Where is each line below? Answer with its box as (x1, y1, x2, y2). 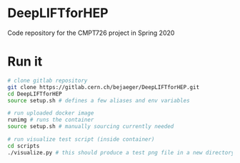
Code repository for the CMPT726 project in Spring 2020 (7, 28, 175, 37)
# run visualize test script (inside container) (7, 136, 155, 143)
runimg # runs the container (7, 116, 94, 124)
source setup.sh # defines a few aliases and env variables (7, 97, 191, 104)
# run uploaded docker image (7, 110, 94, 117)
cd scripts (7, 142, 40, 149)
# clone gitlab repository (7, 77, 88, 84)
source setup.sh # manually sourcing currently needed (7, 123, 174, 130)
